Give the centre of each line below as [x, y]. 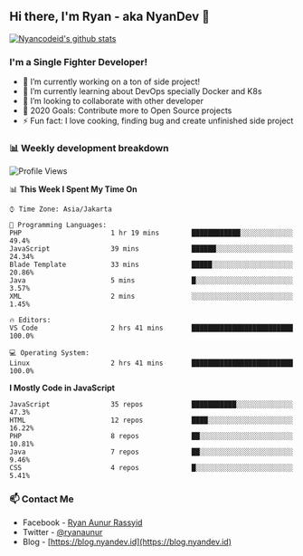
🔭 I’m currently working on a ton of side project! [111, 81]
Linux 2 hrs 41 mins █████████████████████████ [151, 363]
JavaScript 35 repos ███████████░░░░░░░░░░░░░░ [151, 405]
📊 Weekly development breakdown [89, 149]
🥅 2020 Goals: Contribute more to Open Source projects [127, 110]
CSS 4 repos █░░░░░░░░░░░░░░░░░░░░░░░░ [151, 468]
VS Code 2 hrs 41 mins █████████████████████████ [151, 328]
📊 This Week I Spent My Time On [73, 189]
